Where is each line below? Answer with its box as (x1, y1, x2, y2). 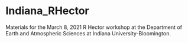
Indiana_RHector (5, 4, 89, 18)
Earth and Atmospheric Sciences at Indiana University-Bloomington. (5, 29, 171, 37)
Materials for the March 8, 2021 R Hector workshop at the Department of (5, 24, 183, 31)
